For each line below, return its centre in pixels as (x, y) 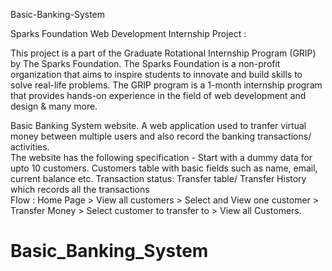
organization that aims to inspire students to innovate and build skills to (156, 74)
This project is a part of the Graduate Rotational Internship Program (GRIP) (163, 53)
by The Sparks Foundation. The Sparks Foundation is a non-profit (145, 63)
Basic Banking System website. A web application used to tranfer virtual (158, 125)
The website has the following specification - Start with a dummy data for (161, 157)
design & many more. (54, 106)
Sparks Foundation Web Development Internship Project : (128, 33)
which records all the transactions (80, 189)
